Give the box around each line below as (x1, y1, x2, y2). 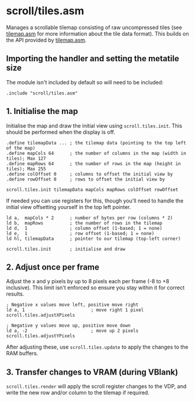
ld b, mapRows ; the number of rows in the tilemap (6, 220, 162, 226)
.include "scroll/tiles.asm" (6, 90, 78, 96)
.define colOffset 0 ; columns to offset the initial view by (6, 171, 173, 177)
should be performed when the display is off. (6, 128, 115, 135)
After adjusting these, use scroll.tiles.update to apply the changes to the (6, 343, 189, 351)
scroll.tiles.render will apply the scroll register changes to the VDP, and (6, 383, 187, 390)
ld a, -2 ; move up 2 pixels (6, 328, 139, 334)
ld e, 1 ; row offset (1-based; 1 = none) (6, 230, 155, 236)
